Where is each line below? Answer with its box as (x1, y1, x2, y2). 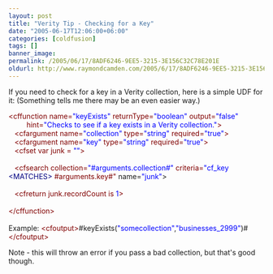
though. (8, 256, 35, 266)
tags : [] (8, 42, 38, 50)
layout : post (8, 11, 53, 20)
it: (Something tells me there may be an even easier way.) (8, 95, 201, 105)
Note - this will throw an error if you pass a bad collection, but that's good (8, 247, 256, 257)
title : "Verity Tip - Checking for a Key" (8, 19, 154, 28)
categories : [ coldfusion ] (8, 34, 96, 43)
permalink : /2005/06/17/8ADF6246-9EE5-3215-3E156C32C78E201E (8, 58, 220, 66)
